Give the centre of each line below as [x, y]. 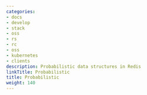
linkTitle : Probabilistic [38, 72]
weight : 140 [21, 83]
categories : [21, 12]
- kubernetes [22, 55]
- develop [18, 22]
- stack [16, 28]
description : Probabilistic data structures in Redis [74, 66]
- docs [14, 17]
